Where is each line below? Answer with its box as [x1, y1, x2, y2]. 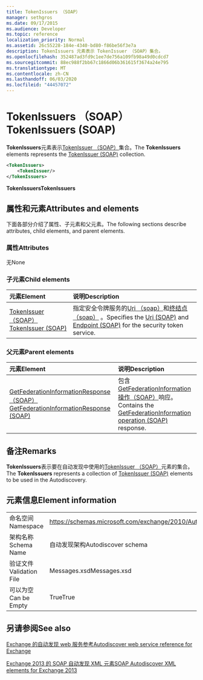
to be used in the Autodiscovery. [6, 476, 88, 484]
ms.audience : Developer [6, 25, 66, 32]
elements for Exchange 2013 [6, 666, 77, 674]
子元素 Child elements [6, 275, 71, 283]
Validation [9, 567, 37, 575]
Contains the [117, 401, 154, 410]
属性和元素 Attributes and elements [6, 203, 139, 213]
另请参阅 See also [6, 623, 71, 633]
